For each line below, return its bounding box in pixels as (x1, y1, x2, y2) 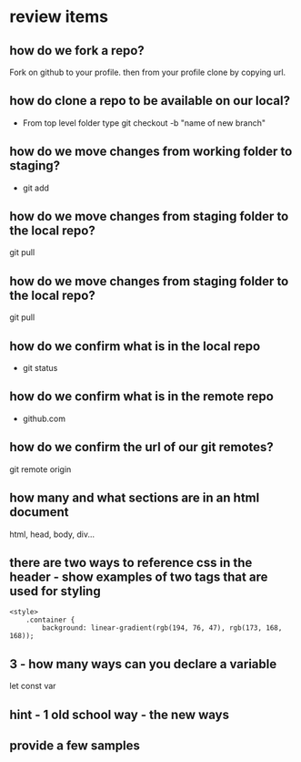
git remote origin (9, 463, 72, 475)
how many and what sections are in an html (9, 490, 260, 506)
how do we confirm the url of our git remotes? (9, 439, 275, 455)
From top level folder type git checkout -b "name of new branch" (22, 117, 266, 129)
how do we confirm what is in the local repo (9, 338, 261, 354)
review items (9, 6, 109, 27)
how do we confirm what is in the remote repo (9, 389, 275, 405)
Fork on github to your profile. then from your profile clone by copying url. (9, 67, 286, 77)
